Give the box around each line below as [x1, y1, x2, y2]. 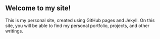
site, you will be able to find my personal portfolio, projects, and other [5, 22, 150, 28]
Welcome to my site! [5, 4, 71, 12]
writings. [5, 27, 24, 34]
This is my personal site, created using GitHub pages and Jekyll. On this [5, 17, 155, 23]
